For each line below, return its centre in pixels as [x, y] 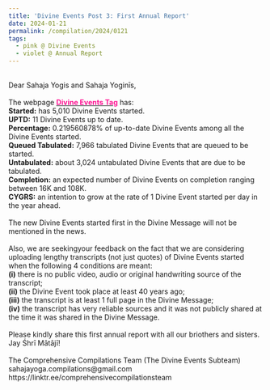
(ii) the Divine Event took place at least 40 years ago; [97, 291]
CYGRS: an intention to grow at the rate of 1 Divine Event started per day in [133, 197]
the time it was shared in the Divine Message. [84, 317]
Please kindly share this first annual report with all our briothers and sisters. [134, 334]
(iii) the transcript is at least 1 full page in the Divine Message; [111, 300]
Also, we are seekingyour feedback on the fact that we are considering [127, 248]
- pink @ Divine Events [55, 46]
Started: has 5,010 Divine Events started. [77, 111]
